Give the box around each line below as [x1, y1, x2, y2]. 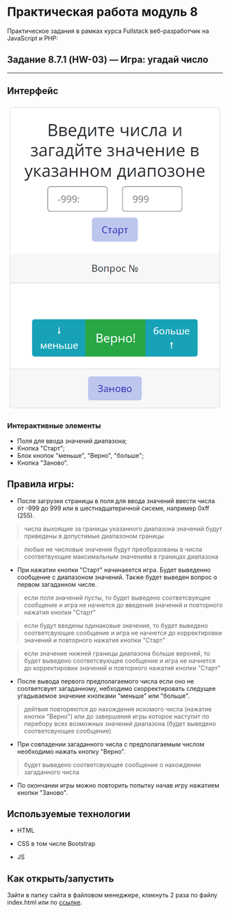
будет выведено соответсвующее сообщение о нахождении [23, 760, 201, 768]
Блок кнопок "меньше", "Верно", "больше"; [16, 451, 144, 459]
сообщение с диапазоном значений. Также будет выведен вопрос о [16, 573, 218, 581]
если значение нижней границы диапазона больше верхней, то [23, 649, 211, 657]
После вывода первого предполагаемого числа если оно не [16, 677, 194, 685]
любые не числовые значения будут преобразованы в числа [23, 545, 203, 553]
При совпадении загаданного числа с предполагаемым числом [16, 740, 205, 748]
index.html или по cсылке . [7, 899, 83, 907]
